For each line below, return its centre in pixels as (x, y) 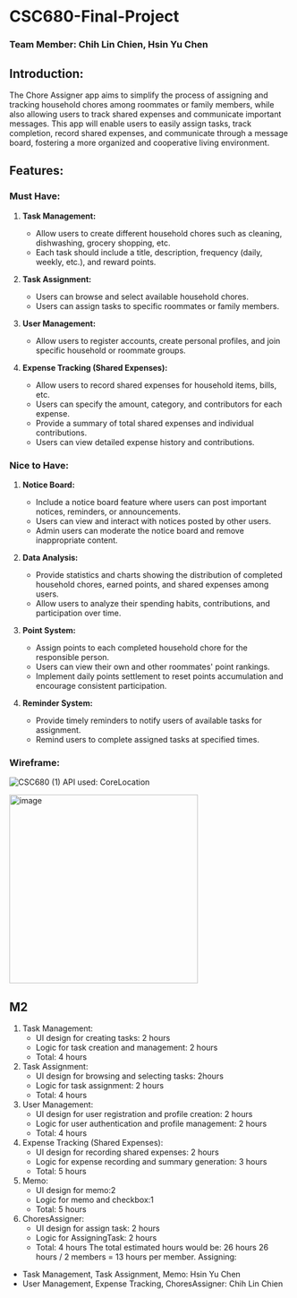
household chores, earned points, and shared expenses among (152, 584)
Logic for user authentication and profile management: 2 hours (151, 1124)
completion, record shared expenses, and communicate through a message (149, 133)
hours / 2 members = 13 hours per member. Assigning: (136, 1257)
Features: (37, 171)
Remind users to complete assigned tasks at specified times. (147, 739)
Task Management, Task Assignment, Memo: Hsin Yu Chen (132, 1275)
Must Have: (35, 196)
